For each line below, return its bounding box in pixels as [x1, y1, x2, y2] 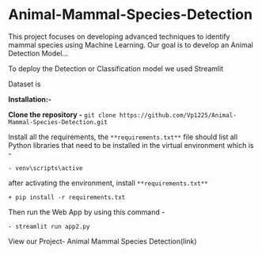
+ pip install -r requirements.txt [8, 193, 126, 201]
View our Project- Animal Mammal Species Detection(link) [8, 236, 197, 246]
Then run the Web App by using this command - [8, 207, 165, 217]
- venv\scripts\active [8, 164, 83, 172]
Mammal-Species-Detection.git [8, 118, 108, 126]
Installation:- [8, 94, 51, 104]
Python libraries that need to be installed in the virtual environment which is [8, 140, 254, 150]
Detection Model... [8, 48, 69, 58]
